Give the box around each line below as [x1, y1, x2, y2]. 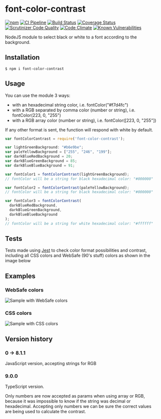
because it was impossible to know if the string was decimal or [5, 398, 131, 404]
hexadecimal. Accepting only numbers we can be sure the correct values [5, 403, 152, 409]
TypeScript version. [5, 383, 45, 390]
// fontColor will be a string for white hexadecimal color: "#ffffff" [5, 221, 153, 226]
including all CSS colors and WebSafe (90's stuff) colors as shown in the [5, 253, 151, 258]
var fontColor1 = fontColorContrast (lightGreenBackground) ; [5, 172, 130, 177]
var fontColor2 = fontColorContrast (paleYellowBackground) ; [5, 185, 130, 190]
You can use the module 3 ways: [5, 92, 71, 98]
